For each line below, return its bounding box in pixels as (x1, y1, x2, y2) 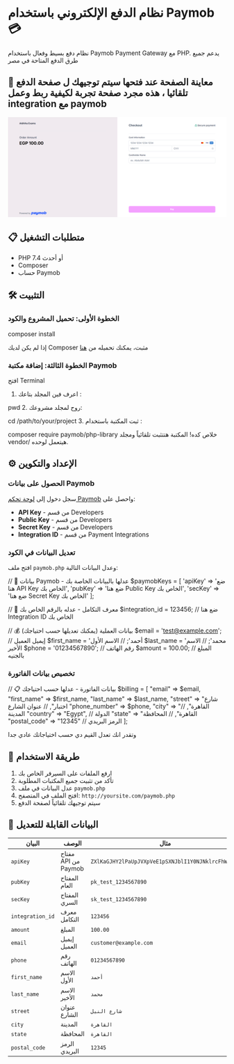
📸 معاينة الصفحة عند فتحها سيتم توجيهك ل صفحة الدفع (8, 77, 214, 88)
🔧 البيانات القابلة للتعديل (8, 819, 99, 831)
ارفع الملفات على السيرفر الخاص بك (17, 769, 112, 777)
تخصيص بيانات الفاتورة (8, 668, 75, 678)
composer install (8, 329, 56, 338)
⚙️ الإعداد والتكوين (8, 458, 77, 470)
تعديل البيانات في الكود (8, 548, 76, 557)
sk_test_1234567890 (90, 896, 147, 903)
